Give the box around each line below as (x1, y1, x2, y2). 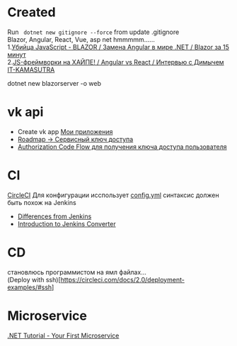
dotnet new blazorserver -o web (7, 79, 101, 87)
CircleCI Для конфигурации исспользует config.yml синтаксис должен (7, 191, 219, 199)
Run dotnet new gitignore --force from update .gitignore (7, 28, 180, 36)
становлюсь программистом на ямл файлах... (7, 267, 146, 277)
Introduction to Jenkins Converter (17, 219, 116, 228)
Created (7, 4, 56, 21)
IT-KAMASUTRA (7, 65, 55, 74)
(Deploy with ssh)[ (7, 275, 62, 284)
